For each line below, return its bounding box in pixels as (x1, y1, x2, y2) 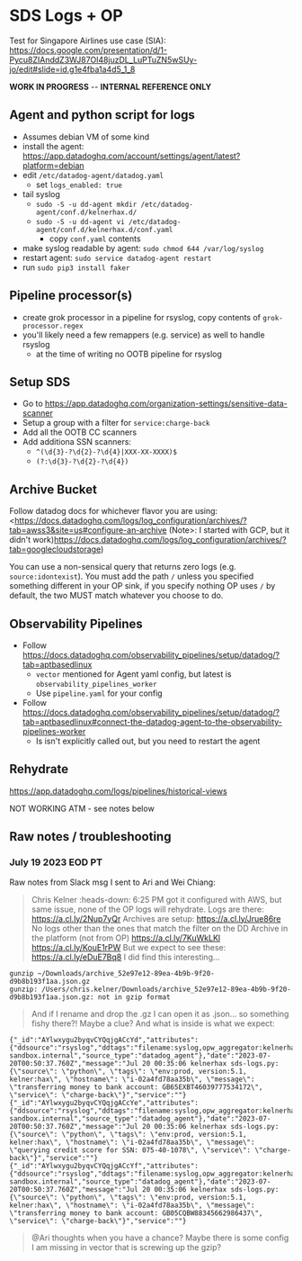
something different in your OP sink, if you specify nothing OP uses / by (9, 581, 276, 591)
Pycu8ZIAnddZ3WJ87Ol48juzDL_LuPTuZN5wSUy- (9, 54, 198, 65)
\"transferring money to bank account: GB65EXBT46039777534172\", (9, 1082, 263, 1092)
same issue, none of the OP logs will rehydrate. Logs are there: (31, 904, 264, 914)
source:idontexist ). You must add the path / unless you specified (9, 571, 254, 581)
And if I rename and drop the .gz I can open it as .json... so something (31, 1008, 289, 1019)
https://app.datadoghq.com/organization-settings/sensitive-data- (44, 398, 288, 410)
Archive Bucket (9, 482, 97, 497)
